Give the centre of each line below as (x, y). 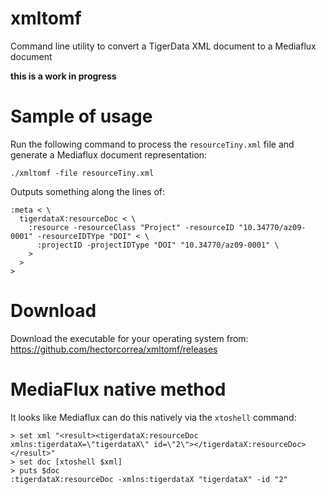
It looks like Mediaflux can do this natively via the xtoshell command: (153, 417)
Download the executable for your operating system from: (129, 338)
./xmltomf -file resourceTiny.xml (82, 173)
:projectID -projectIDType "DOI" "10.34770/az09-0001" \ (158, 245)
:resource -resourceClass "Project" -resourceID (131, 227)
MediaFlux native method (118, 389)
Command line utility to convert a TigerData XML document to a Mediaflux (163, 46)
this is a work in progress (63, 76)
